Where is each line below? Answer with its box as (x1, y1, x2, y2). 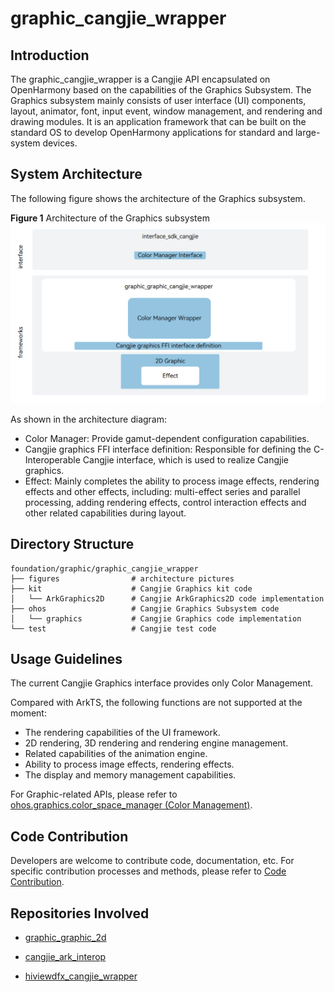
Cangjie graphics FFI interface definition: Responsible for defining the (24, 443, 312, 455)
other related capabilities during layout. (24, 507, 187, 519)
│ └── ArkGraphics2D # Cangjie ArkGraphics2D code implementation (10, 593, 325, 604)
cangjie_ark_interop (24, 950, 107, 962)
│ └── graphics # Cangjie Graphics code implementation (10, 613, 302, 624)
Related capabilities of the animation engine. (24, 748, 208, 760)
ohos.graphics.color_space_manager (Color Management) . (10, 799, 253, 811)
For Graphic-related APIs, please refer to (10, 788, 178, 801)
